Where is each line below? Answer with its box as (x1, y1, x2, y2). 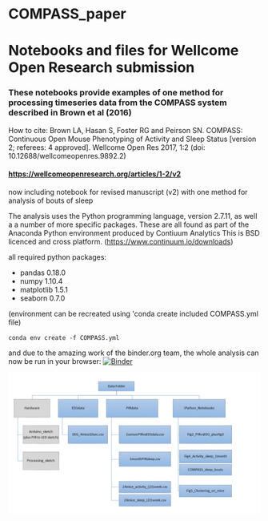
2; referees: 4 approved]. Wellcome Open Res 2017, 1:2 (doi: (8, 142, 206, 152)
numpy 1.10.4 (19, 276, 63, 285)
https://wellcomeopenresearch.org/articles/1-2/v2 (8, 169, 182, 179)
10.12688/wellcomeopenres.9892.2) (8, 151, 126, 160)
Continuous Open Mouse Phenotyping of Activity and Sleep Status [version (8, 134, 257, 143)
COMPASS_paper (8, 5, 126, 23)
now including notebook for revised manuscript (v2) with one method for (8, 187, 248, 196)
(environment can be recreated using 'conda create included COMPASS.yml (8, 309, 258, 318)
